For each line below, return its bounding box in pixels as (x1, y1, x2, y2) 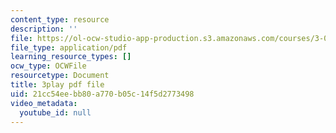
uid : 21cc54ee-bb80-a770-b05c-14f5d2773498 (10, 89, 195, 99)
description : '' (10, 24, 78, 34)
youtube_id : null (19, 107, 92, 118)
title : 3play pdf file (10, 80, 105, 90)
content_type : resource (10, 14, 110, 25)
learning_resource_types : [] (10, 52, 132, 62)
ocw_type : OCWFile (10, 61, 87, 71)
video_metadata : (10, 98, 78, 108)
